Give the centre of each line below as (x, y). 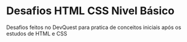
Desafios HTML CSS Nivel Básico (90, 11)
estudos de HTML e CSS (37, 33)
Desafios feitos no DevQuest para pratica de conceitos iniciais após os (94, 27)
